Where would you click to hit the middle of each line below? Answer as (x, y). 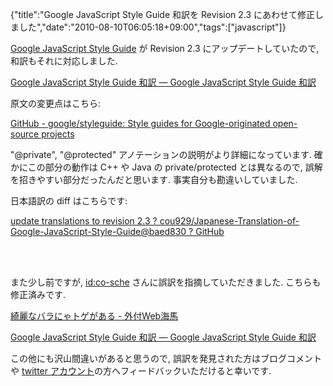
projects (58, 134)
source (25, 134)
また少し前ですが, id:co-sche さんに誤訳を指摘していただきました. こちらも (166, 282)
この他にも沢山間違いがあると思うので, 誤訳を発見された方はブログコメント (166, 358)
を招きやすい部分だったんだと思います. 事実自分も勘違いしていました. (154, 179)
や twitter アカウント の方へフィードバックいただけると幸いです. (141, 371)
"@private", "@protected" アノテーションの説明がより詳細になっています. (161, 154)
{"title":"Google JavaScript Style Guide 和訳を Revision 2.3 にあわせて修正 (163, 14)
